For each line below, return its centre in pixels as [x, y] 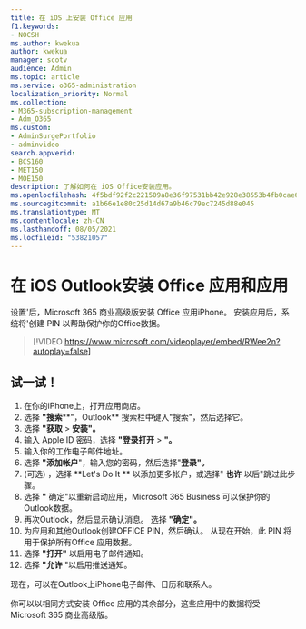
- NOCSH [25, 35]
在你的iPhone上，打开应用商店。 [84, 406]
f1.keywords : [35, 26]
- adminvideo [35, 145]
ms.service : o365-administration [74, 85]
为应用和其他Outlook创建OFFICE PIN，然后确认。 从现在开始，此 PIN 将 [158, 531]
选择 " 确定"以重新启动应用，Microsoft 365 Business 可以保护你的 [147, 497]
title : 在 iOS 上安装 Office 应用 [71, 18]
